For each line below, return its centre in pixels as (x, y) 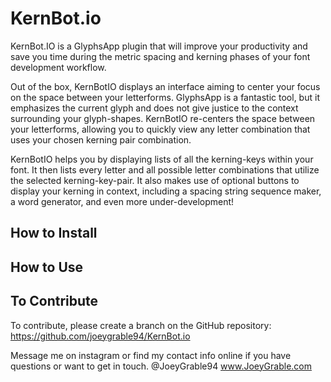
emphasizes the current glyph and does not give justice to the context (154, 108)
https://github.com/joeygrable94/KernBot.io (100, 336)
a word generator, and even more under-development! (122, 201)
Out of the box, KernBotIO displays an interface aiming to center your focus (165, 86)
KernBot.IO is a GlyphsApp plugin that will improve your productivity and (159, 46)
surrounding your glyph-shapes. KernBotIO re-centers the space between (163, 118)
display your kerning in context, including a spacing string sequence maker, (166, 191)
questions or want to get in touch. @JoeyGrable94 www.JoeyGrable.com (161, 366)
